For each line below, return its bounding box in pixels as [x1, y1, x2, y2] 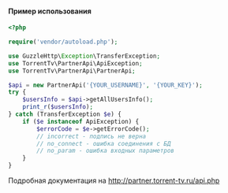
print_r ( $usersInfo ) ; [22, 103, 93, 111]
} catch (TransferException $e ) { [8, 110, 122, 118]
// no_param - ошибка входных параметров [36, 147, 175, 155]
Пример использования [8, 6, 92, 16]
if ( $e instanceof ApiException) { [22, 117, 140, 125]
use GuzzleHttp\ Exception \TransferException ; [8, 52, 160, 60]
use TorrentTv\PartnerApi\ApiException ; [8, 59, 144, 67]
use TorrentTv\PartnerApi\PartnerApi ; [8, 67, 136, 75]
